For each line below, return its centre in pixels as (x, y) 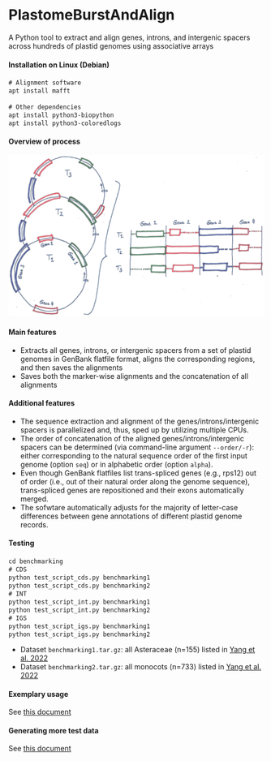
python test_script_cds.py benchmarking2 (80, 586)
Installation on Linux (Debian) (59, 64)
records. (34, 524)
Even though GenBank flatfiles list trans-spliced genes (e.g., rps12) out (138, 473)
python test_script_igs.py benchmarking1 (80, 626)
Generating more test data (54, 730)
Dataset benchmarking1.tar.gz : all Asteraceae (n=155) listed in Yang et (138, 649)
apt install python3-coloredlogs (65, 123)
